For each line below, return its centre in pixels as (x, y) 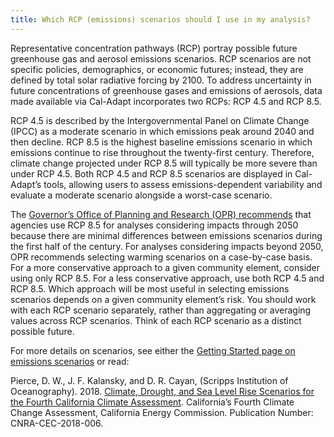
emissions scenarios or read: (70, 361)
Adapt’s (26, 184)
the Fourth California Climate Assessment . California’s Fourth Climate (152, 402)
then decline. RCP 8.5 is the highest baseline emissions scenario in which (161, 142)
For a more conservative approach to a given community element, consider (165, 267)
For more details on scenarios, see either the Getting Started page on (153, 350)
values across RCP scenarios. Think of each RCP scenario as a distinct (156, 320)
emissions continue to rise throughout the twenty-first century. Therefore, (162, 152)
